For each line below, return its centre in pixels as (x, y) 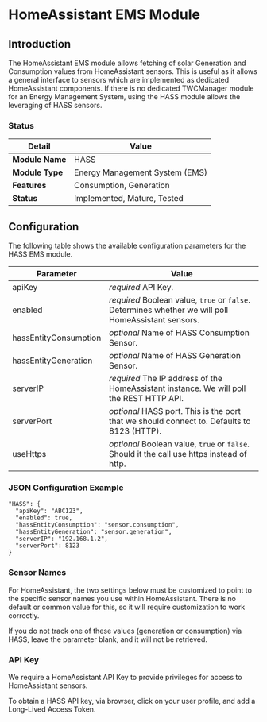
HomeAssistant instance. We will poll (177, 388)
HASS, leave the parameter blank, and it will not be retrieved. (108, 639)
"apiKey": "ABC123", (49, 511)
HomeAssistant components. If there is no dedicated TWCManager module (131, 88)
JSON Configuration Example (66, 488)
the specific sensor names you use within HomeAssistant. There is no (122, 598)
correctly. (24, 615)
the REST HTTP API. (146, 399)
